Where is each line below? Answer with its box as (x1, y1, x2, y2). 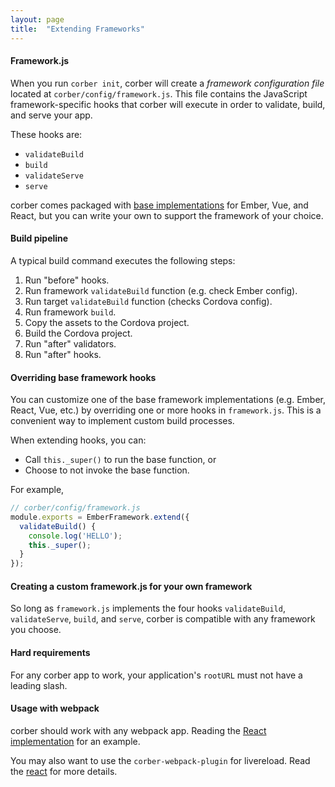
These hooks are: (10, 128, 83, 140)
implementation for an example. (10, 735, 141, 747)
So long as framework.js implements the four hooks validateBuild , (10, 602, 286, 615)
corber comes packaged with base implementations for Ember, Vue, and (10, 199, 309, 211)
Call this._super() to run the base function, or (24, 454, 217, 466)
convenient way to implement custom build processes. (10, 415, 235, 427)
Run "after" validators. (24, 337, 117, 350)
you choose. (10, 624, 62, 636)
